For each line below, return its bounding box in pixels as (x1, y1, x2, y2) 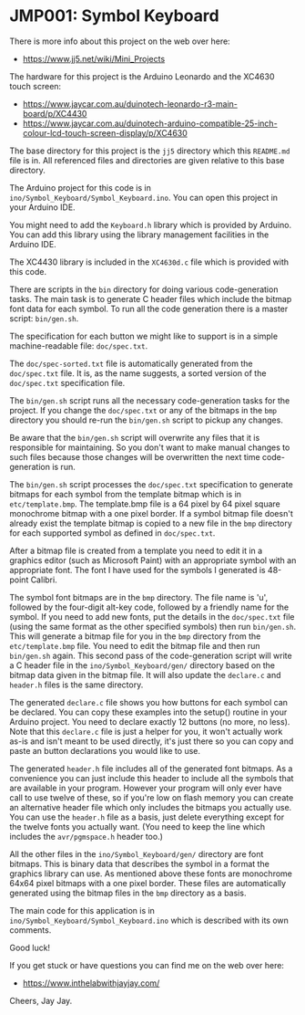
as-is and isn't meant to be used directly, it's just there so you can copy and (9, 736, 294, 747)
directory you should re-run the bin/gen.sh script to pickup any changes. (9, 414, 284, 425)
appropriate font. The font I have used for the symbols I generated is (9, 564, 266, 575)
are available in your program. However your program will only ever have (9, 782, 282, 793)
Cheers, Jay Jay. (9, 995, 73, 1006)
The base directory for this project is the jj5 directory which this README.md (9, 145, 290, 156)
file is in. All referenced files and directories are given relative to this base (9, 154, 285, 165)
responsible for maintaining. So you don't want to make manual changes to (9, 442, 290, 453)
